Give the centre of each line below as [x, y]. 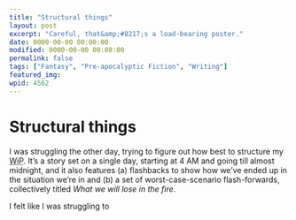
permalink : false [41, 58]
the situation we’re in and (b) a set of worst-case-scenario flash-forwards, [144, 179]
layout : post [33, 26]
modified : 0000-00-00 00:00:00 [67, 50]
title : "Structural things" [61, 17]
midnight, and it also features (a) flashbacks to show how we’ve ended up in [148, 170]
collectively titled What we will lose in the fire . [93, 189]
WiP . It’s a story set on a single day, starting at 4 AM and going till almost [142, 161]
